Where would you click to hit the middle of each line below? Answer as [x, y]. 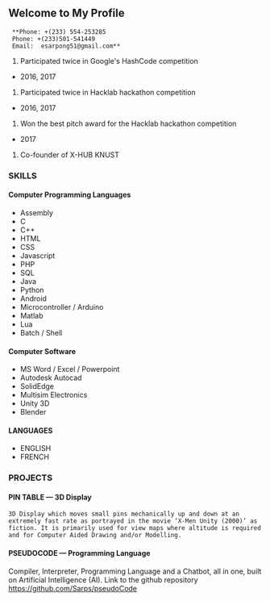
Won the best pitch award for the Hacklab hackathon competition [128, 123]
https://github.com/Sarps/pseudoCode [73, 588]
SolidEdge [37, 386]
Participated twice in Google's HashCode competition [109, 61]
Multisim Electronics [54, 395]
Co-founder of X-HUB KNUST [69, 154]
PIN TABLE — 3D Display [50, 497]
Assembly [37, 212]
